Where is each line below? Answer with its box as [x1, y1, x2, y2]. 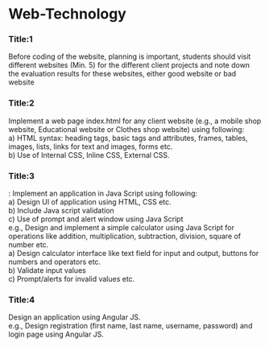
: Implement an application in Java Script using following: [8, 188, 198, 198]
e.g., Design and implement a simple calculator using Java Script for [8, 223, 235, 233]
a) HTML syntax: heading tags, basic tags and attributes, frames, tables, [8, 133, 248, 143]
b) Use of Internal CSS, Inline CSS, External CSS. [8, 150, 171, 159]
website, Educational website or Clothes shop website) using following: [8, 124, 245, 134]
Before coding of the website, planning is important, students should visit [8, 52, 251, 61]
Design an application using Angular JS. [8, 312, 141, 322]
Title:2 [8, 97, 35, 109]
